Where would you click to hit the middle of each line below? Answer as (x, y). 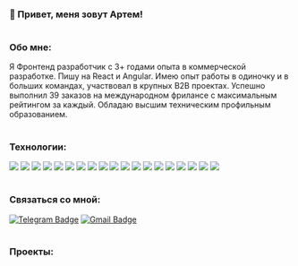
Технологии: (38, 147)
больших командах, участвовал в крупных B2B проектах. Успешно (137, 86)
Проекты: (31, 252)
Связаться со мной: (55, 200)
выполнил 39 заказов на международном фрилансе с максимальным (143, 95)
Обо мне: (30, 47)
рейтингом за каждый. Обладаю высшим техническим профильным (140, 105)
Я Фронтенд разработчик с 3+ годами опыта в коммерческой (128, 67)
